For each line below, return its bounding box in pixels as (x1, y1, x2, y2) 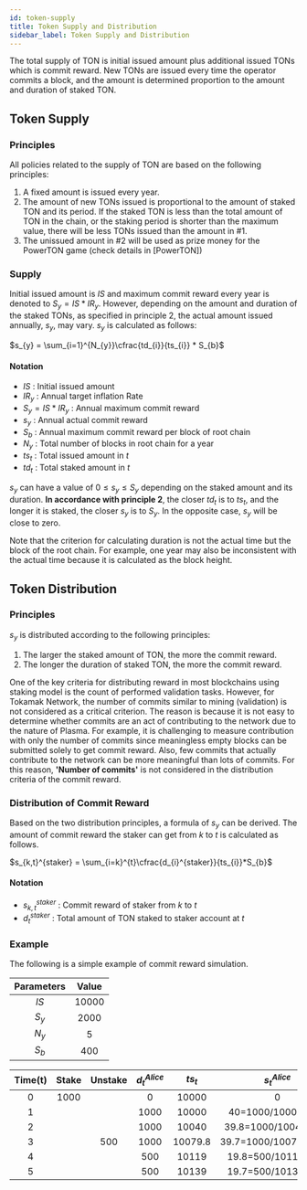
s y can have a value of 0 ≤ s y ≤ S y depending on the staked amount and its (9, 482, 293, 494)
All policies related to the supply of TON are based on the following (9, 159, 262, 170)
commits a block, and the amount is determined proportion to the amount (9, 75, 285, 86)
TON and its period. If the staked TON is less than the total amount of (22, 207, 283, 218)
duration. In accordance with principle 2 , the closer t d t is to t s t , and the (9, 494, 279, 507)
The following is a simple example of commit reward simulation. (9, 959, 249, 970)
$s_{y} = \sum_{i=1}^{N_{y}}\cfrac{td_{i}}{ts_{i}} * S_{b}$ (9, 339, 225, 350)
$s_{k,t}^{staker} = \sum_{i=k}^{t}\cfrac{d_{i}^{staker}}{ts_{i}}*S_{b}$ (9, 856, 272, 867)
